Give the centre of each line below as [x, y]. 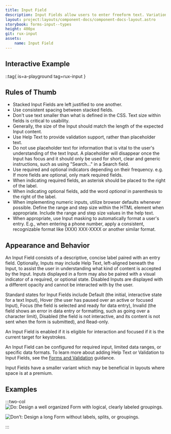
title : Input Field [26, 10]
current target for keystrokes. [36, 337]
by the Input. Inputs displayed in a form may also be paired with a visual [80, 274]
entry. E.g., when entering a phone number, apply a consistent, [79, 224]
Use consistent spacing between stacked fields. [63, 110]
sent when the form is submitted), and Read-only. [57, 322]
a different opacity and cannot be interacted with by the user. [69, 285]
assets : [13, 39]
